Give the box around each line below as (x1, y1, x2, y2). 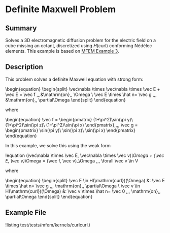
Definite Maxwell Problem (5, 4, 116, 15)
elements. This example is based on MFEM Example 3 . (5, 48, 119, 54)
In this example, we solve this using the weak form (5, 142, 111, 148)
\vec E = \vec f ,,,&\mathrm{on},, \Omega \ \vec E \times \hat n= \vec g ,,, (5, 91, 157, 97)
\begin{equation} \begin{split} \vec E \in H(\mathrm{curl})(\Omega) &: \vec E (5, 177, 165, 183)
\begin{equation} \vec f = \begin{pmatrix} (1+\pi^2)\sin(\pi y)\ (5, 116, 133, 122)
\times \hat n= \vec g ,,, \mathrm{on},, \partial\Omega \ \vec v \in (5, 183, 141, 189)
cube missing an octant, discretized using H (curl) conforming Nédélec (5, 43, 152, 49)
